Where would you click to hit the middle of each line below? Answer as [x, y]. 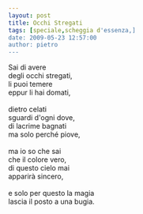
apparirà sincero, [36, 176]
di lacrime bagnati [38, 126]
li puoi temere [30, 84]
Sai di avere [27, 67]
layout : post [30, 15]
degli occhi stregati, [40, 76]
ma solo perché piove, [44, 134]
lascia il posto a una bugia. [51, 201]
